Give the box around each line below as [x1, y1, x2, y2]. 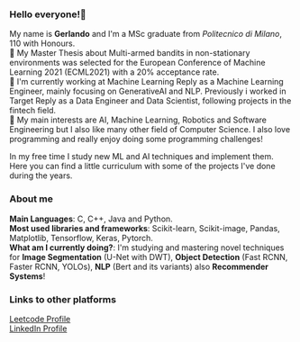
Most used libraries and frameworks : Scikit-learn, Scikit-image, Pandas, [9, 222, 281, 233]
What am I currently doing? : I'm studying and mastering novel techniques [9, 242, 285, 253]
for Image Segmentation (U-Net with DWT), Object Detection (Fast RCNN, [9, 251, 288, 262]
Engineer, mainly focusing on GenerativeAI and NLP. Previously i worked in [9, 85, 286, 97]
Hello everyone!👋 [9, 8, 87, 21]
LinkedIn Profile [9, 323, 68, 334]
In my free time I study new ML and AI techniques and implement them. [9, 151, 274, 162]
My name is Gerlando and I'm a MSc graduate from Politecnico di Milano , [9, 29, 282, 40]
